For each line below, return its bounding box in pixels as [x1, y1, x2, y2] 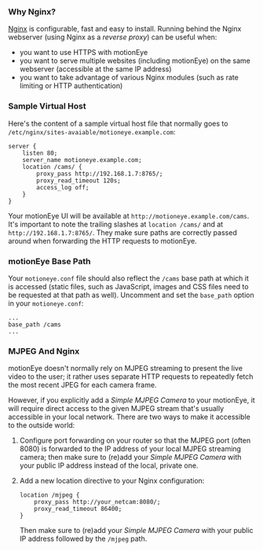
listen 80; [22, 149, 58, 157]
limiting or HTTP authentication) [19, 81, 123, 90]
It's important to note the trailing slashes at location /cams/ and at [8, 219, 224, 229]
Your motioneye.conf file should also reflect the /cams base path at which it [8, 274, 250, 283]
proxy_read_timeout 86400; [34, 505, 122, 513]
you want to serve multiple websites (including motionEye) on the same [19, 56, 251, 65]
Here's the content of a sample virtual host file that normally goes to [8, 119, 228, 128]
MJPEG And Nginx [8, 345, 80, 356]
